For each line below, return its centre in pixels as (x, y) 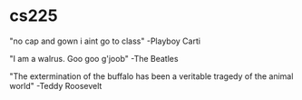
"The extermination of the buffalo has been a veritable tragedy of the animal (151, 76)
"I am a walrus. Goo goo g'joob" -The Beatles (94, 58)
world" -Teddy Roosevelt (56, 85)
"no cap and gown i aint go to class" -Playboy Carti (105, 41)
